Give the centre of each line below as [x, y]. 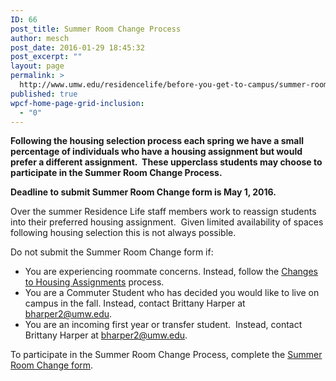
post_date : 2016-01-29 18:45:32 [77, 47]
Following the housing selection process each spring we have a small [157, 141]
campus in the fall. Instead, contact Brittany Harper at [135, 303]
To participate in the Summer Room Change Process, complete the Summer [166, 355]
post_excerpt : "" [46, 57]
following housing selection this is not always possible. [123, 233]
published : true [44, 94]
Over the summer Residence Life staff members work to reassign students [163, 212]
